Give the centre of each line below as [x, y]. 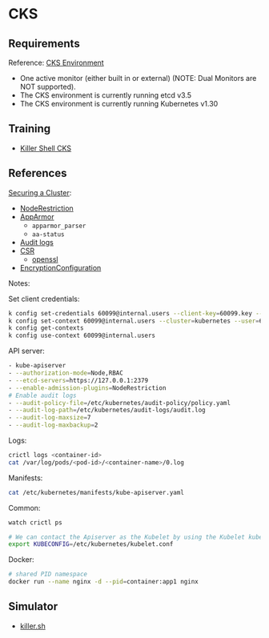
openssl [45, 259]
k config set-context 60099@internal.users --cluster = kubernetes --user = [134, 321]
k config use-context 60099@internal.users [82, 336]
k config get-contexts [46, 328]
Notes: [19, 283]
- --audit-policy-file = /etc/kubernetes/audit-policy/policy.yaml [119, 403]
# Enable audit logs [43, 395]
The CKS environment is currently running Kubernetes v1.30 [119, 104]
